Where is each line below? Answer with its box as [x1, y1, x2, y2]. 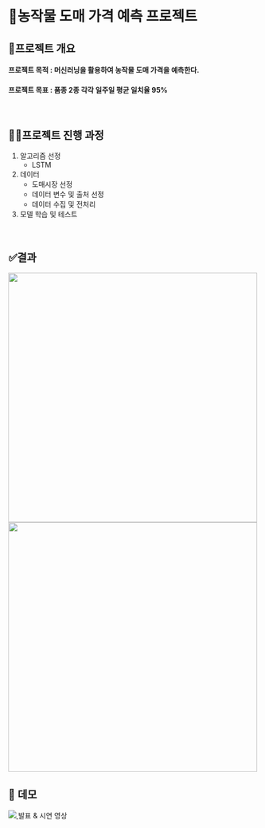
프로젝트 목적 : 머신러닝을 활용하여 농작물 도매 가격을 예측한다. [8, 65, 200, 75]
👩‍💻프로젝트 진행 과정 [8, 129, 105, 142]
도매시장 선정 [31, 180, 73, 189]
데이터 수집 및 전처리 [31, 200, 96, 209]
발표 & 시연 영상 [18, 810, 68, 820]
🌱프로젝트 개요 [8, 42, 76, 55]
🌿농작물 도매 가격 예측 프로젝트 [8, 7, 197, 26]
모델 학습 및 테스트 [19, 209, 78, 220]
